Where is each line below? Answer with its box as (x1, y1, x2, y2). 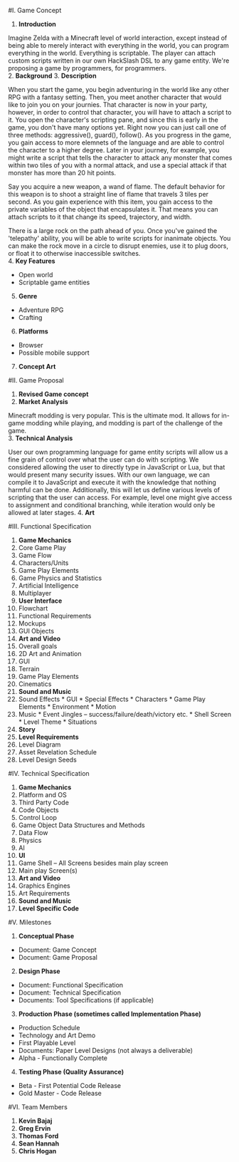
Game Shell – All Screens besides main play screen (18, 858, 169, 867)
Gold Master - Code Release (18, 1089, 102, 1097)
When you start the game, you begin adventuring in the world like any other (8, 85, 230, 93)
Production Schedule (18, 1024, 80, 1032)
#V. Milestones (8, 918, 52, 926)
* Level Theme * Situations (18, 717, 97, 726)
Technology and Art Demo (18, 1031, 96, 1039)
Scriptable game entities (18, 278, 90, 286)
